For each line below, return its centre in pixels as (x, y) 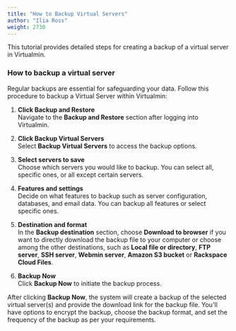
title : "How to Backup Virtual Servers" (68, 14)
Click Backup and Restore (56, 110)
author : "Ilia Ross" (38, 21)
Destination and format (52, 224)
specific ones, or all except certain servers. (80, 175)
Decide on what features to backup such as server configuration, (112, 196)
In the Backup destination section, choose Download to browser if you (122, 232)
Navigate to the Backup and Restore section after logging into (108, 117)
